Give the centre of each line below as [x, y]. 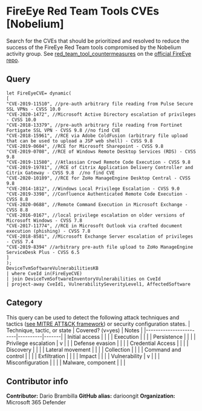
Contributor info [37, 381]
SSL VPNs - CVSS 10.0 [34, 109]
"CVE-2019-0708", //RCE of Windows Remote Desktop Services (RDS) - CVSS [101, 152]
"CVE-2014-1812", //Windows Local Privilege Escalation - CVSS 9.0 [93, 189]
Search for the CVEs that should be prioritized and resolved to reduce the [98, 41]
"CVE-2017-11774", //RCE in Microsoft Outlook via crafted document [94, 226]
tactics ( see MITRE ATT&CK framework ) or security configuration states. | [98, 324]
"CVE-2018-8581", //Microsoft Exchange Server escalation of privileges [100, 236]
